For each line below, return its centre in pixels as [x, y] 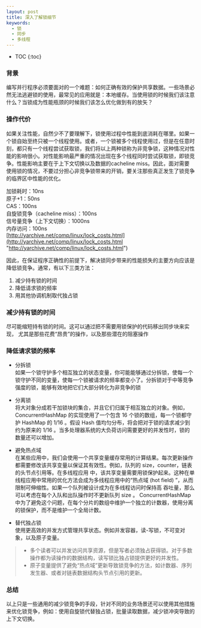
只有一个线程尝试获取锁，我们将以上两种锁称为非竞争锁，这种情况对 [106, 148]
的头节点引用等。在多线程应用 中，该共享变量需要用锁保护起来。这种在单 [105, 472]
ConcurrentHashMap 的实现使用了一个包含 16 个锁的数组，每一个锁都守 [103, 415]
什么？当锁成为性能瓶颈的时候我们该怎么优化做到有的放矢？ [80, 102]
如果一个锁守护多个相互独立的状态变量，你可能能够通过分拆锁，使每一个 [104, 373]
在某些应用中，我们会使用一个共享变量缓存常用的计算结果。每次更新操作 [104, 458]
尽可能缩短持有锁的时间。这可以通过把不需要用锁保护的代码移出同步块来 [95, 326]
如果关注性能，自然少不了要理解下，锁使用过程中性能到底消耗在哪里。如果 [98, 133]
